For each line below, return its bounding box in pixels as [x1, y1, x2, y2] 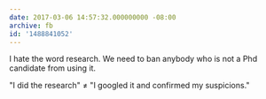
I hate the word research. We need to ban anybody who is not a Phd [9, 54, 258, 65]
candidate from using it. [9, 63, 96, 73]
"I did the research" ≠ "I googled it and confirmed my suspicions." [9, 80, 250, 91]
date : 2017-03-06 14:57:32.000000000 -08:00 [9, 12, 176, 22]
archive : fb [9, 21, 53, 30]
